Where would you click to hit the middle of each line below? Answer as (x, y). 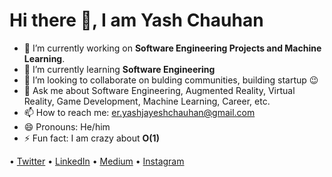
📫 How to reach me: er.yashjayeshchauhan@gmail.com (139, 112)
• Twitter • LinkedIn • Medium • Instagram (97, 161)
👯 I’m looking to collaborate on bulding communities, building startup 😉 (171, 80)
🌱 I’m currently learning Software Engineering (119, 69)
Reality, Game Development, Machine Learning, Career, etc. (147, 101)
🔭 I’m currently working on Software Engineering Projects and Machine (172, 48)
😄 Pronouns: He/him (67, 126)
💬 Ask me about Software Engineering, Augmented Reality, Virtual (159, 90)
